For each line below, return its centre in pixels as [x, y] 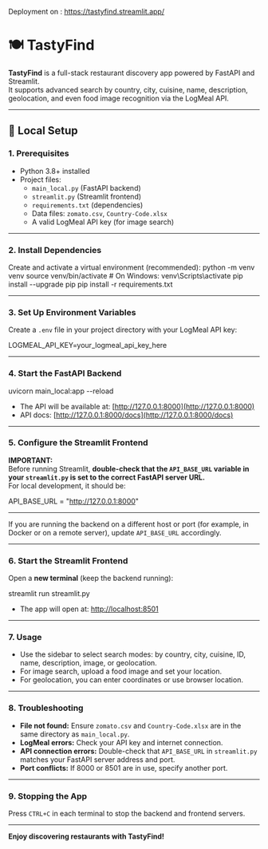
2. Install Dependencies [55, 250]
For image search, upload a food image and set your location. [120, 671]
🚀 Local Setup [43, 131]
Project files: [40, 180]
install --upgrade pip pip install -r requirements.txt [91, 284]
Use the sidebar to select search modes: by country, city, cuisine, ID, [132, 654]
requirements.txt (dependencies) [87, 205]
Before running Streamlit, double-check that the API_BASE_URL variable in [129, 468]
